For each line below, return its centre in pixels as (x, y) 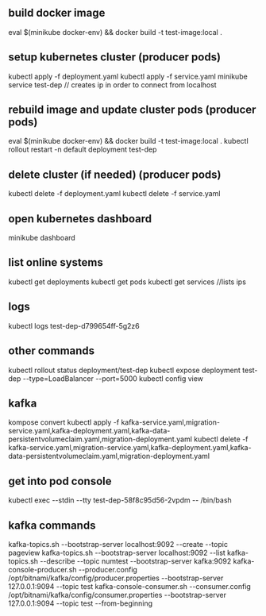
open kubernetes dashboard (80, 219)
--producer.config (108, 569)
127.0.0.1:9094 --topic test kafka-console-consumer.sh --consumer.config (130, 586)
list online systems (56, 262)
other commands (52, 351)
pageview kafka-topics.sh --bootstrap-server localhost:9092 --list (117, 552)
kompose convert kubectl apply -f (64, 422)
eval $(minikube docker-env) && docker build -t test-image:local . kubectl (128, 141)
